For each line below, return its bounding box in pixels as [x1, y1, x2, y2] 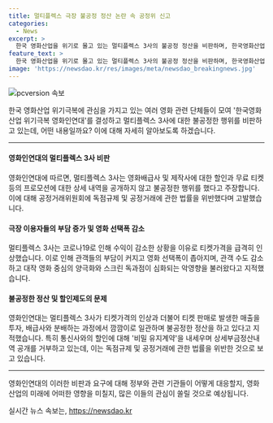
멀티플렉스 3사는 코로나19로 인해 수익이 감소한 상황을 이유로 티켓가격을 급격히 [8, 243, 254, 253]
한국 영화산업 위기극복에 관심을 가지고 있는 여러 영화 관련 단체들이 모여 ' [8, 105, 236, 114]
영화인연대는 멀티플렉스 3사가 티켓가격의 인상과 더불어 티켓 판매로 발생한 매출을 [8, 313, 260, 323]
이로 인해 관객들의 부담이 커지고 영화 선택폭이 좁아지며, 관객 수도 [45, 253, 249, 263]
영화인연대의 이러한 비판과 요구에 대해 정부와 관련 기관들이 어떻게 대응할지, [8, 378, 245, 388]
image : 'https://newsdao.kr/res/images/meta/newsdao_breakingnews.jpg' [8, 65, 256, 73]
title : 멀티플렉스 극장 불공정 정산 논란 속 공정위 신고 [8, 11, 171, 20]
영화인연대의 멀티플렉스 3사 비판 [8, 153, 110, 163]
